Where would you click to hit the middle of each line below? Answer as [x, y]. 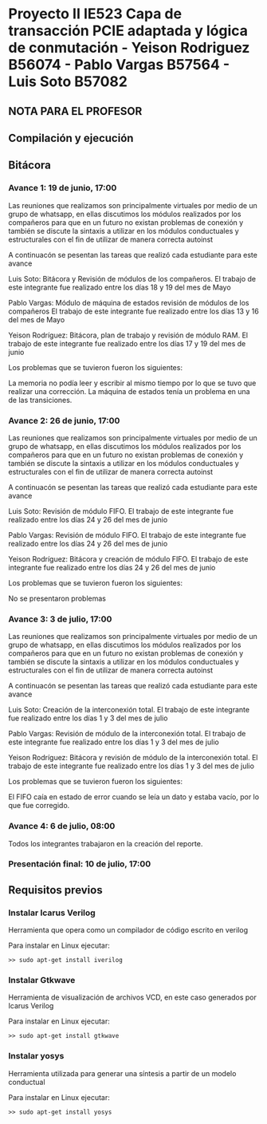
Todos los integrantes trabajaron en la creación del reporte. [106, 843]
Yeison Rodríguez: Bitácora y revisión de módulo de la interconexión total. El [133, 758]
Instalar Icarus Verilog [52, 913]
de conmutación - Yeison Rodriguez [129, 48]
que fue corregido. [39, 806]
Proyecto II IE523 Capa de [95, 14]
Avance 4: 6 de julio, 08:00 [62, 826]
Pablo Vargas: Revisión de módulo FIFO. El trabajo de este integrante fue [128, 534]
